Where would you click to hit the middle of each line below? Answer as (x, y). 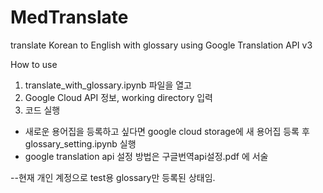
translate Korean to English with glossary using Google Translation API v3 (161, 45)
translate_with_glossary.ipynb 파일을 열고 (108, 85)
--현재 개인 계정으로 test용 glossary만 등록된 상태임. (113, 177)
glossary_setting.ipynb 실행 (80, 143)
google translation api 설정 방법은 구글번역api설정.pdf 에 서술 (146, 156)
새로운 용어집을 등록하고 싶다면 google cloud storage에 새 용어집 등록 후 (167, 131)
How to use (34, 64)
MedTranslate (69, 17)
